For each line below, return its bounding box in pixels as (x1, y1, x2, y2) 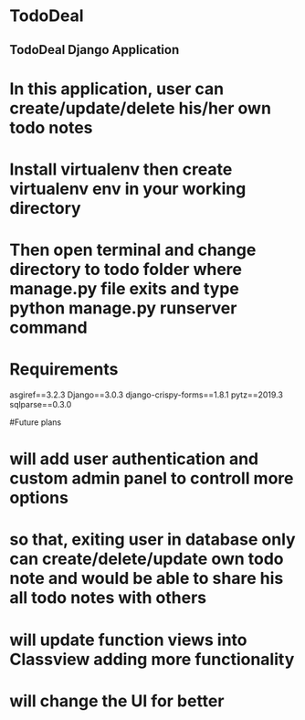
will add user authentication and (9, 449, 259, 470)
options (9, 488, 68, 508)
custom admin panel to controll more (9, 468, 294, 489)
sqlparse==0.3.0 (9, 399, 72, 410)
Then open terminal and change (9, 239, 257, 260)
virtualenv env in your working (9, 178, 247, 199)
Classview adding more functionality (9, 649, 295, 670)
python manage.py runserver (9, 298, 237, 319)
